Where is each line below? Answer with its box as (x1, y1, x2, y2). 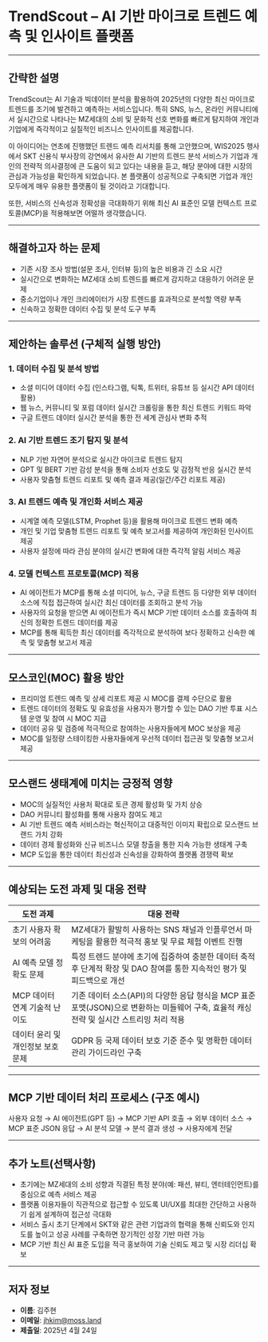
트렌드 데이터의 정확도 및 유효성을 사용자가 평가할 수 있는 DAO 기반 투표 (19, 703, 243, 713)
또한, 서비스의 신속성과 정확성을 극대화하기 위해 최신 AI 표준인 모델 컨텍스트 (8, 198, 242, 208)
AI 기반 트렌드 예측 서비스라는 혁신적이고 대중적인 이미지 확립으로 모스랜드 (19, 819, 250, 829)
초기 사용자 (12, 924, 52, 935)
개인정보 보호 (12, 1040, 59, 1052)
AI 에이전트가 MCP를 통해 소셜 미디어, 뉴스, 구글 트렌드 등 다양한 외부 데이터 (19, 588, 257, 597)
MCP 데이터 (12, 989, 55, 1001)
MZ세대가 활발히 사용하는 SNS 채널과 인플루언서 (71, 924, 243, 935)
